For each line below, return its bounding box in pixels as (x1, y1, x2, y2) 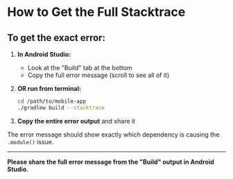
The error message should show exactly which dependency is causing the (7, 130, 220, 139)
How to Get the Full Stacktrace (7, 4, 186, 20)
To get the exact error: (7, 32, 106, 44)
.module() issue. (7, 137, 54, 146)
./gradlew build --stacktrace (17, 104, 105, 111)
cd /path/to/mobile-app (17, 98, 87, 105)
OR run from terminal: (17, 85, 82, 92)
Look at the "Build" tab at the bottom (27, 64, 133, 71)
